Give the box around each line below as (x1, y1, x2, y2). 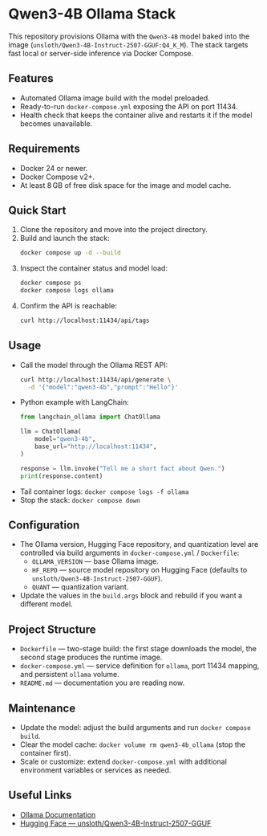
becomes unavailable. (19, 118, 93, 128)
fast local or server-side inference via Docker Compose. (8, 48, 194, 58)
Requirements (8, 142, 80, 156)
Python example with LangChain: (19, 398, 130, 407)
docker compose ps (19, 279, 82, 288)
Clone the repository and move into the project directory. (19, 225, 208, 234)
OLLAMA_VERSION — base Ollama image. (31, 557, 159, 566)
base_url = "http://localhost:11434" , (34, 442, 157, 451)
